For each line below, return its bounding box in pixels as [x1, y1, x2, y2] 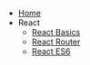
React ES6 [31, 46, 71, 57]
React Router [31, 36, 81, 47]
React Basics [31, 27, 81, 37]
